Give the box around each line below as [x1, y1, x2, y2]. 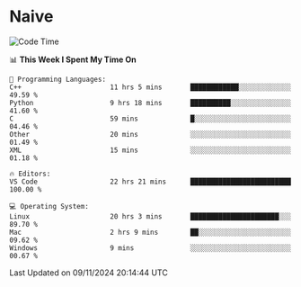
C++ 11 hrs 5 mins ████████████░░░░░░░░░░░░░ [9, 83, 292, 92]
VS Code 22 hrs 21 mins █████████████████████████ [9, 177, 292, 186]
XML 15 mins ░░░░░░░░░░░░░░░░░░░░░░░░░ [9, 146, 292, 155]
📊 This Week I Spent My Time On [9, 54, 137, 65]
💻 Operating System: [9, 202, 90, 211]
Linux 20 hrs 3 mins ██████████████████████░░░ [9, 211, 292, 221]
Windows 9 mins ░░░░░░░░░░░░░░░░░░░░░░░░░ [9, 243, 292, 253]
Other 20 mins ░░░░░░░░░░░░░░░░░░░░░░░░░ [9, 130, 292, 139]
